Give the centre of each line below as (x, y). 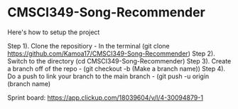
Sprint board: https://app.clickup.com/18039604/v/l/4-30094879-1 (106, 98)
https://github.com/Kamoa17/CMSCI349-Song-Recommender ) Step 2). (111, 53)
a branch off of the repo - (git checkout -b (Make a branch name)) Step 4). (117, 68)
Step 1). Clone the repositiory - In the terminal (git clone (88, 46)
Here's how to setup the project (54, 32)
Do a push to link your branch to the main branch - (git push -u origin (108, 76)
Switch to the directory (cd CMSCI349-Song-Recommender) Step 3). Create (119, 61)
